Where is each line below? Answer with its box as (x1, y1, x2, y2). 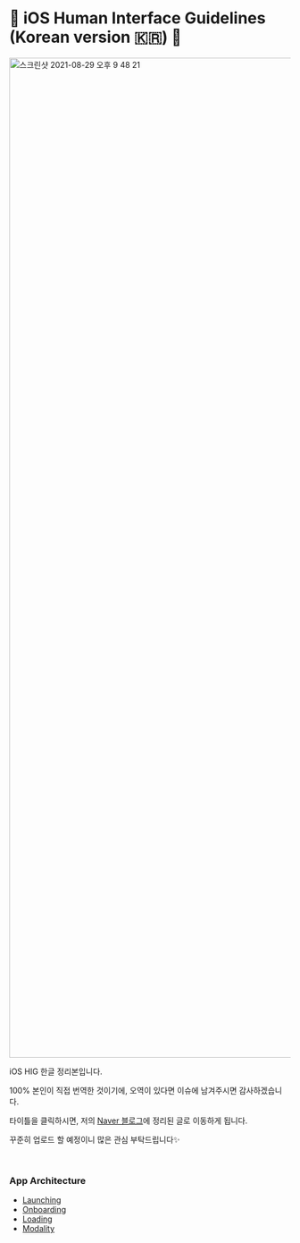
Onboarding (21, 1205, 67, 1215)
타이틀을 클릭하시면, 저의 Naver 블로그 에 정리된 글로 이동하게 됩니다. (9, 1115, 248, 1126)
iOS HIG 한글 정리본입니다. (9, 1066, 103, 1077)
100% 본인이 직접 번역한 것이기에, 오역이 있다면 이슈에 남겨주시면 (9, 1085, 237, 1095)
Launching (21, 1195, 62, 1205)
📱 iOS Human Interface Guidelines (9, 8, 266, 29)
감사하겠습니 (238, 1085, 283, 1095)
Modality (21, 1223, 55, 1234)
